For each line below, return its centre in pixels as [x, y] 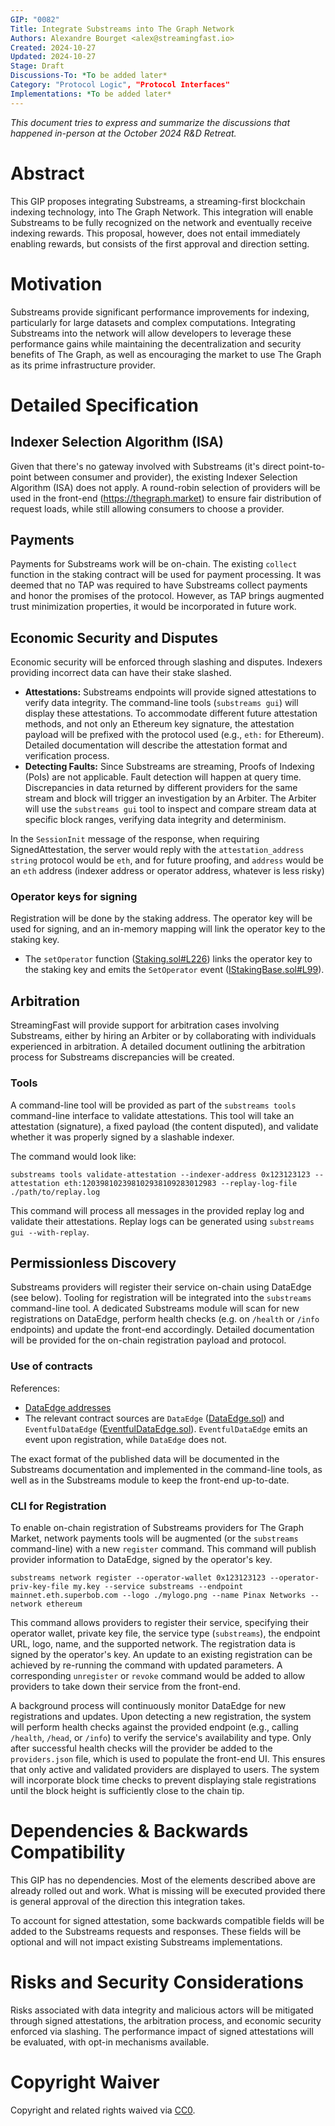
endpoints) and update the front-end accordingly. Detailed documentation [162, 1330]
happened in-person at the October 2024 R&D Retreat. [123, 133]
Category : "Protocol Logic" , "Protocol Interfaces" [120, 85]
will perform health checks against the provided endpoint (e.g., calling [154, 1727]
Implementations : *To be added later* [91, 94]
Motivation [56, 283]
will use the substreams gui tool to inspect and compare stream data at [170, 809]
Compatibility [68, 1852]
